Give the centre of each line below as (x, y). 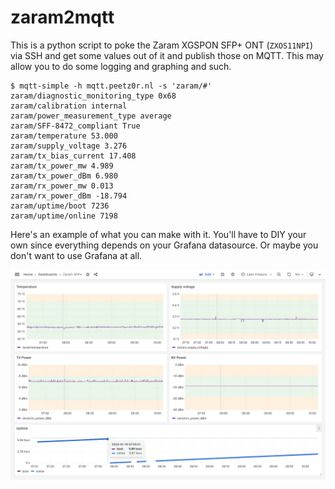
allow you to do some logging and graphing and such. (121, 66)
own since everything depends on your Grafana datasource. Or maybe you (164, 245)
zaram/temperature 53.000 (64, 136)
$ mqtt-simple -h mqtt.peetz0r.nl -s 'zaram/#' (111, 86)
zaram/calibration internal (69, 106)
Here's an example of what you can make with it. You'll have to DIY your (158, 234)
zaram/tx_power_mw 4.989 (62, 166)
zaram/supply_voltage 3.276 (69, 146)
